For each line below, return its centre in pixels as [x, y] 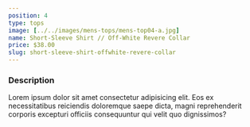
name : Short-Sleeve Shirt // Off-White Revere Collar [100, 38]
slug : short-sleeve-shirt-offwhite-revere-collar [92, 52]
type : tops [26, 23]
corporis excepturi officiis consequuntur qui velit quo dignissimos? [117, 114]
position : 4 [28, 15]
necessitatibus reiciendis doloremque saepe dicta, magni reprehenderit [125, 106]
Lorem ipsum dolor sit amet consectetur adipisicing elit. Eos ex [111, 98]
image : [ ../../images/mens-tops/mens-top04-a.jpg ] [94, 30]
